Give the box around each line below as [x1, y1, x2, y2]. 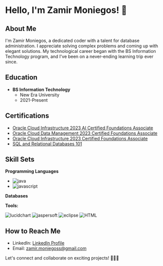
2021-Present [19, 97, 48, 103]
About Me [5, 24, 36, 33]
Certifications [5, 112, 49, 120]
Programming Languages [5, 168, 59, 174]
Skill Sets [5, 155, 35, 164]
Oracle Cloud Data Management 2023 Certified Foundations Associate [12, 130, 158, 136]
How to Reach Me [5, 227, 61, 235]
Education [5, 73, 38, 82]
